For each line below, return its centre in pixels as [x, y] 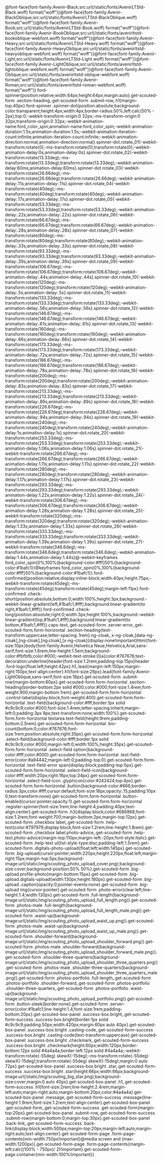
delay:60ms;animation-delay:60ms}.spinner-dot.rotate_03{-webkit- [72, 168]
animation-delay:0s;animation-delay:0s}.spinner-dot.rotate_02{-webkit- [77, 152]
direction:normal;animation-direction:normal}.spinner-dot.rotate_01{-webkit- [81, 142]
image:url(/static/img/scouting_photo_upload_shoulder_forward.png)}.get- [80, 942]
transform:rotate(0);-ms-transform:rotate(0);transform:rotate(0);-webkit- [78, 147]
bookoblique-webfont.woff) [33, 38]
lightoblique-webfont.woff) [32, 69]
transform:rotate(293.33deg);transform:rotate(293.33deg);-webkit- [72, 490]
